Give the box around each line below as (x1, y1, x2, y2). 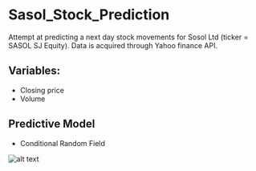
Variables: (8, 64, 61, 78)
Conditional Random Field (19, 138, 106, 148)
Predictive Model (8, 117, 95, 131)
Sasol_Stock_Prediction (8, 6, 170, 24)
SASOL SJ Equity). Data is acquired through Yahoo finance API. (8, 40, 218, 50)
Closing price (19, 85, 64, 95)
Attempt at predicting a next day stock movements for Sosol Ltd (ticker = (8, 32, 249, 42)
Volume (19, 94, 46, 104)
